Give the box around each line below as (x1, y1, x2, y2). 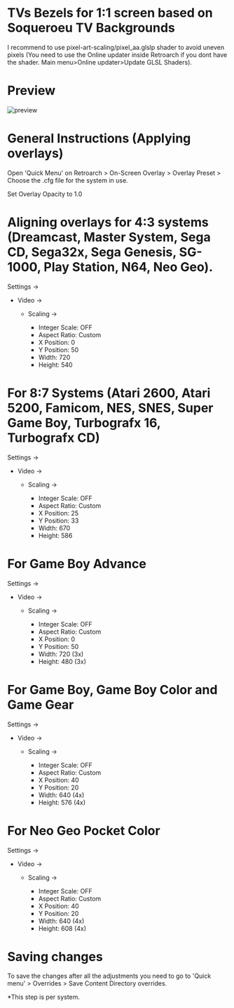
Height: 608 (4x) (38, 924, 86, 932)
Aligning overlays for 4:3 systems (7, 214, 209, 230)
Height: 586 (38, 531, 73, 539)
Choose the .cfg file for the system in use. (7, 176, 128, 184)
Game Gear (7, 697, 74, 712)
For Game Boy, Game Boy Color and (7, 681, 218, 698)
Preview (7, 83, 56, 99)
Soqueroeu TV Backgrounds (7, 20, 175, 36)
